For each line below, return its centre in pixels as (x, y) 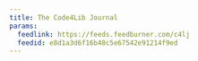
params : (24, 26)
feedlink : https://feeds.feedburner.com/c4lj (104, 34)
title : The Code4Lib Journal (64, 17)
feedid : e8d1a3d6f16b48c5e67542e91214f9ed (98, 43)
